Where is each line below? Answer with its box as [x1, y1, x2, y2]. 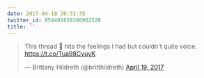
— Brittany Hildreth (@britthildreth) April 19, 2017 [24, 63, 164, 72]
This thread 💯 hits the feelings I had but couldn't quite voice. [24, 42, 197, 51]
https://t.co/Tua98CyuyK [24, 49, 96, 58]
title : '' [7, 23, 36, 30]
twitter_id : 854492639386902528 [7, 17, 101, 24]
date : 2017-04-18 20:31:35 [7, 10, 86, 17]
